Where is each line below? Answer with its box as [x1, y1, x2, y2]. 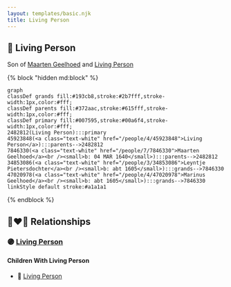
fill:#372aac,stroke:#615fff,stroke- [59, 105, 169, 112]
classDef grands [7, 93, 54, 100]
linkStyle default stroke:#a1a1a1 [7, 184, 107, 190]
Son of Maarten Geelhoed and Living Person [7, 60, 133, 69]
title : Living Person [7, 17, 70, 23]
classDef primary [7, 117, 57, 124]
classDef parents [7, 105, 57, 112]
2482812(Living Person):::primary [7, 129, 107, 137]
